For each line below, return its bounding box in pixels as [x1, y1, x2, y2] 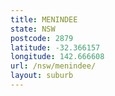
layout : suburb [10, 71, 74, 81]
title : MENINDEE [10, 14, 78, 25]
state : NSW [10, 24, 56, 34]
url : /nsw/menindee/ [10, 61, 97, 71]
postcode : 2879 [10, 33, 74, 43]
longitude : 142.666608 [10, 52, 105, 62]
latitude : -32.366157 [10, 42, 101, 53]
